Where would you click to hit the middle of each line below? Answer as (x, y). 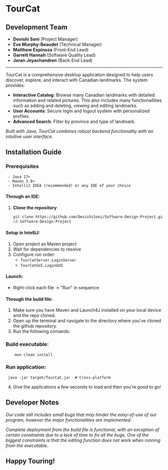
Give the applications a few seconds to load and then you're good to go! (87, 387)
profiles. (21, 116)
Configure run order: (34, 254)
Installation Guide (34, 152)
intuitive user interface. (29, 136)
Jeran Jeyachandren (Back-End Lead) (53, 60)
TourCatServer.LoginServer (48, 260)
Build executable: (27, 344)
